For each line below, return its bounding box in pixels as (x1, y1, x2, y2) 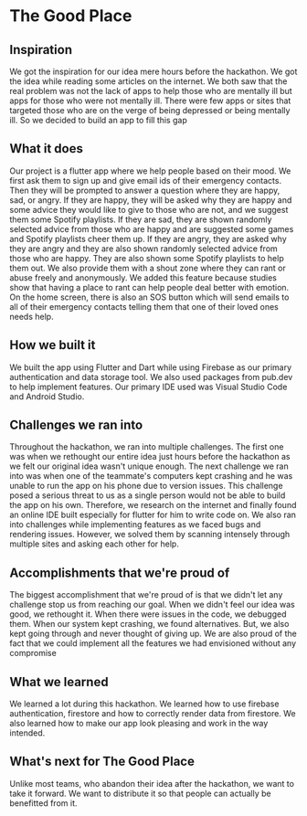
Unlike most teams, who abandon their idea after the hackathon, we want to (9, 778, 295, 789)
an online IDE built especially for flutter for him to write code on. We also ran (9, 509, 297, 521)
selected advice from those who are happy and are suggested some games (9, 223, 294, 234)
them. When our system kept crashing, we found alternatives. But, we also (9, 619, 290, 630)
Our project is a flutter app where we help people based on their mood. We (9, 165, 291, 176)
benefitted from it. (9, 797, 78, 809)
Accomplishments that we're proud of (9, 565, 230, 580)
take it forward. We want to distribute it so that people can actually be (9, 788, 271, 799)
